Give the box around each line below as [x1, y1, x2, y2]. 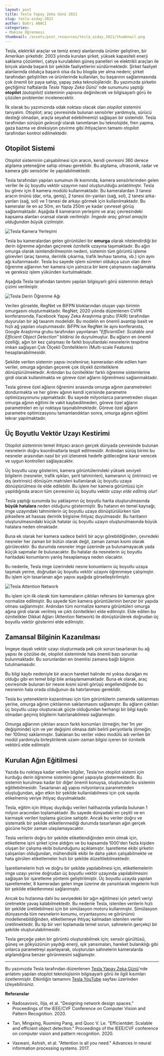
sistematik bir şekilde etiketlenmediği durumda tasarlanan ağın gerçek [5, 820, 146, 826]
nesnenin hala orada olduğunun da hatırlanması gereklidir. [5, 687, 122, 692]
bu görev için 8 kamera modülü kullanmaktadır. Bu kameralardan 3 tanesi [5, 187, 152, 193]
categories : [5, 25, 29, 30]
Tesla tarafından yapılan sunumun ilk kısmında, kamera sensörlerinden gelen [5, 177, 159, 183]
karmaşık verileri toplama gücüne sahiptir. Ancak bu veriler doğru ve [5, 815, 143, 821]
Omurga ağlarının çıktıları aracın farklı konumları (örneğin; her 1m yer [5, 721, 143, 727]
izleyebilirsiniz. [5, 982, 35, 987]
